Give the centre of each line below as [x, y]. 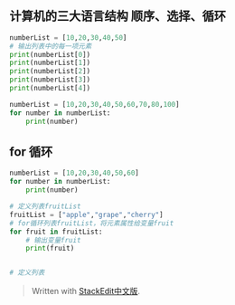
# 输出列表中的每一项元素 [51, 46]
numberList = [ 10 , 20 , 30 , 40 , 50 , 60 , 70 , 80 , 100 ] [94, 104]
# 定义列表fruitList [45, 206]
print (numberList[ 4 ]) [50, 89]
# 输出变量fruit [53, 240]
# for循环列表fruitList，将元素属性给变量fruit [92, 223]
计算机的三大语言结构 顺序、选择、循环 [117, 16]
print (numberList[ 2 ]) [50, 71]
